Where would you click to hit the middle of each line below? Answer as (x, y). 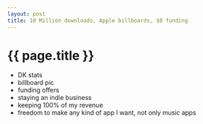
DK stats (30, 75)
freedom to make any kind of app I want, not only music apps (107, 113)
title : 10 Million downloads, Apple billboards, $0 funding (98, 21)
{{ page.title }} (51, 56)
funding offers (38, 90)
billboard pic (36, 83)
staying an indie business (54, 98)
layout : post (27, 14)
